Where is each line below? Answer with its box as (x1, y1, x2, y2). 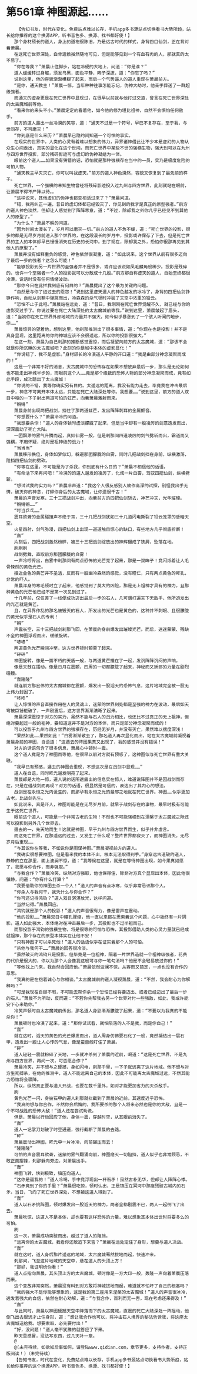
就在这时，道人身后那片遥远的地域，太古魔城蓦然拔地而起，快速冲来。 (14, 1252, 159, 1257)
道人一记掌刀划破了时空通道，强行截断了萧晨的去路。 (14, 1126, 123, 1133)
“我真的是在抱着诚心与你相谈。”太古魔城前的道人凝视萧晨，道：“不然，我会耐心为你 (14, 976, 186, 983)
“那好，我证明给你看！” (14, 1264, 64, 1270)
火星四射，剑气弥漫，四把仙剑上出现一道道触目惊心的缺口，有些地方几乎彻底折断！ (14, 526, 185, 533)
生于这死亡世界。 (6, 807, 42, 814)
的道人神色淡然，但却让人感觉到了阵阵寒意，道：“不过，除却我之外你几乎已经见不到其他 (6, 207, 188, 214)
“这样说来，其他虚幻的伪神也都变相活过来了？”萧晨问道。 (14, 195, 133, 201)
